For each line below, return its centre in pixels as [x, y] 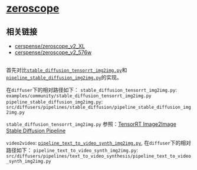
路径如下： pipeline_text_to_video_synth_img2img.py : [72, 150]
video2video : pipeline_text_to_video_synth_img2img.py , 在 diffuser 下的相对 [99, 143]
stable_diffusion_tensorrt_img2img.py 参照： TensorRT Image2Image [91, 124]
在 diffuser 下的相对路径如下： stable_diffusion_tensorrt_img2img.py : [91, 90]
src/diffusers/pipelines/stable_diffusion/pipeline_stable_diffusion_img [99, 108]
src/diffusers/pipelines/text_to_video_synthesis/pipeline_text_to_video [99, 156]
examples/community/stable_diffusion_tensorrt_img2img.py [79, 96]
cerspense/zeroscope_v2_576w [53, 52]
